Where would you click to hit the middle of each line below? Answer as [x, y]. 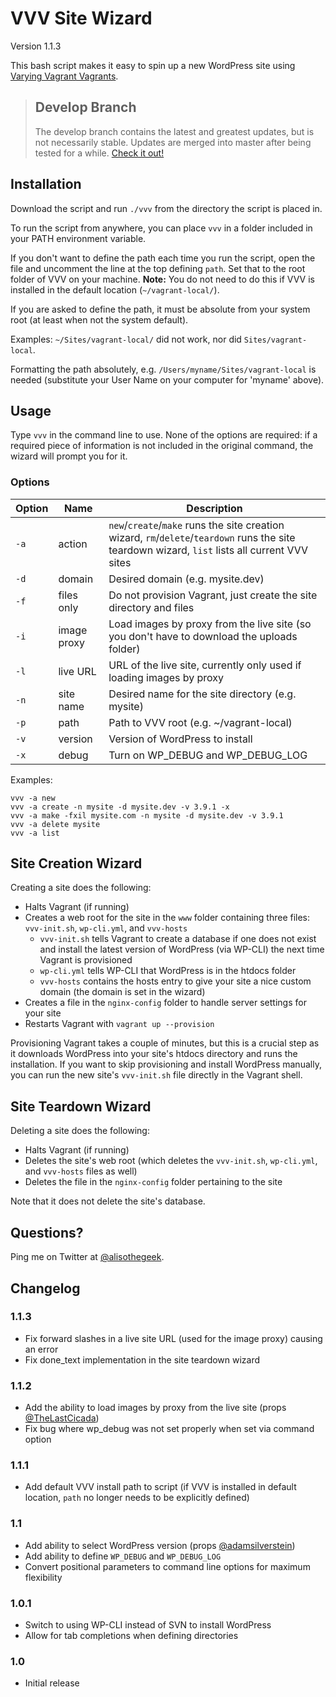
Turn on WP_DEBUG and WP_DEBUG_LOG [208, 755]
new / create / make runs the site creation [196, 525]
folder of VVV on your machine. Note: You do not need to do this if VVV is [162, 279]
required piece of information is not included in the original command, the [162, 446]
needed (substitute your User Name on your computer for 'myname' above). [167, 379]
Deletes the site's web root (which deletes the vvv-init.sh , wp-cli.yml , [171, 1161]
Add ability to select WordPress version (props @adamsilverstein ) [160, 1545]
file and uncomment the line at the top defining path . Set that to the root [158, 268]
